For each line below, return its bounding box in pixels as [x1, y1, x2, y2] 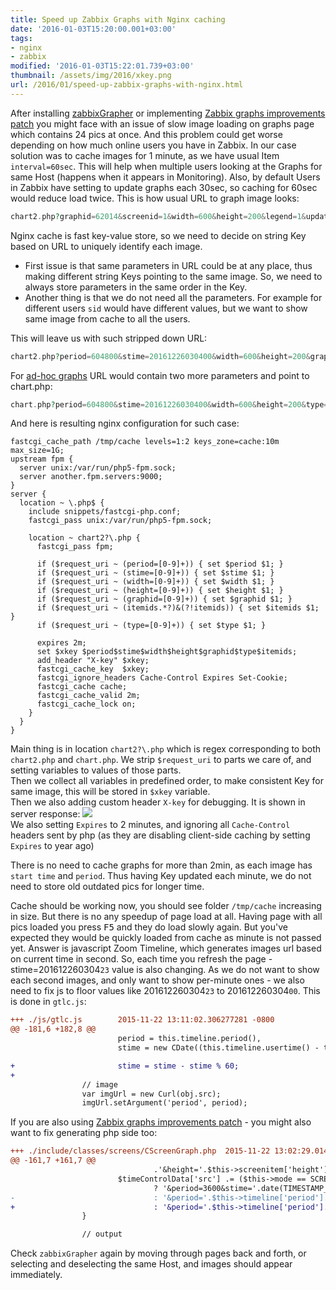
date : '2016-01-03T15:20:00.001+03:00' [10, 24, 177, 34]
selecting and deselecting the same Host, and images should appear [10, 1258, 293, 1270]
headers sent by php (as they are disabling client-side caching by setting [10, 829, 311, 841]
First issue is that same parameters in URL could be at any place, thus [24, 259, 313, 271]
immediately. [10, 1269, 63, 1281]
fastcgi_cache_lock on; [36, 699, 137, 710]
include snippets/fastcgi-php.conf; [28, 507, 182, 517]
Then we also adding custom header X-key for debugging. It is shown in [10, 796, 306, 808]
